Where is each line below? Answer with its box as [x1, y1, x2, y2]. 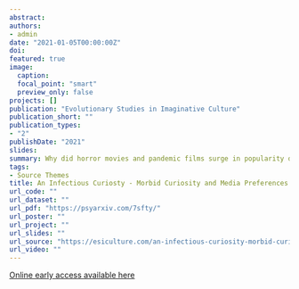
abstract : [9, 12, 46, 22]
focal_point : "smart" [17, 79, 98, 88]
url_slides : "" [9, 228, 66, 237]
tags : [9, 162, 29, 171]
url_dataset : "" [9, 195, 69, 205]
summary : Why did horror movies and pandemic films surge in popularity [9, 153, 285, 163]
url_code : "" [9, 187, 58, 196]
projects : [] [9, 95, 58, 105]
